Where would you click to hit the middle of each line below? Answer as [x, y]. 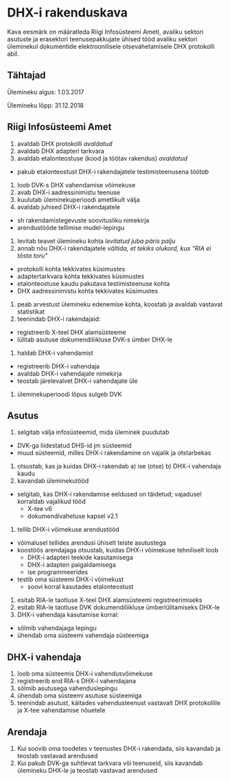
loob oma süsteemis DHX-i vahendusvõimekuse [85, 674]
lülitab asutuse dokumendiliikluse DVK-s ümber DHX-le [95, 340]
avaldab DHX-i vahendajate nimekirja [69, 373]
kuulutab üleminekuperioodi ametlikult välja [78, 199]
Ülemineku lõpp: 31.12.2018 [46, 105]
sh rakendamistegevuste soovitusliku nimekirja [83, 220]
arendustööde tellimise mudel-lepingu [71, 227]
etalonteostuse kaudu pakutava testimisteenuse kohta [93, 283]
